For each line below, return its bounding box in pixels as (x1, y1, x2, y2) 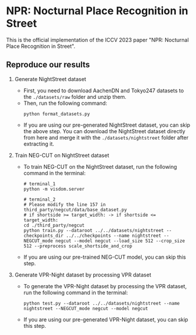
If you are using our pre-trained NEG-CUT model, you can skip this (23, 253, 186, 260)
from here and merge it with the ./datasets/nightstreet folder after (23, 134, 189, 141)
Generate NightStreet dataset (14, 75, 87, 82)
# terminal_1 (23, 181, 56, 187)
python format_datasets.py (23, 111, 90, 117)
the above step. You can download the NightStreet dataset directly (23, 127, 186, 134)
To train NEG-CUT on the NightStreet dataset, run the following (23, 163, 177, 170)
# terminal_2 (23, 197, 56, 202)
